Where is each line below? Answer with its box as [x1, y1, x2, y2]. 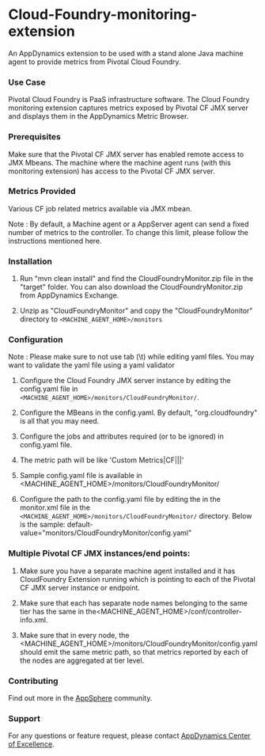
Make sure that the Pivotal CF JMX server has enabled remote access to [8, 149, 244, 159]
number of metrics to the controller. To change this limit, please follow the [8, 227, 249, 237]
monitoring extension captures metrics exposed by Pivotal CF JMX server [8, 103, 249, 112]
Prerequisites [8, 131, 61, 142]
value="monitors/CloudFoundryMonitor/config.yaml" [19, 528, 192, 538]
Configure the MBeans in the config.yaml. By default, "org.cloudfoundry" [19, 408, 258, 417]
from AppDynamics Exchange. [19, 291, 119, 300]
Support [8, 712, 41, 724]
